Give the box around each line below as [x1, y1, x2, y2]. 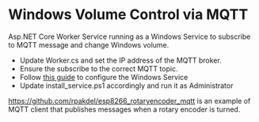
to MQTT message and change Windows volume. [8, 40, 169, 49]
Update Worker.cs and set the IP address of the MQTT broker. [19, 55, 222, 65]
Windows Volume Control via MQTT [8, 6, 249, 24]
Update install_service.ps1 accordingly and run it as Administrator [19, 81, 234, 90]
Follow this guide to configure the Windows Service [19, 72, 189, 82]
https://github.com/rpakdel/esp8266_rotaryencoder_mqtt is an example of [8, 96, 251, 105]
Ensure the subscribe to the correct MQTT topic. [19, 63, 178, 73]
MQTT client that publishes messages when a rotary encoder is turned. [8, 105, 241, 114]
